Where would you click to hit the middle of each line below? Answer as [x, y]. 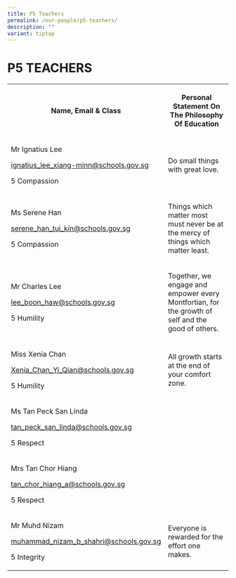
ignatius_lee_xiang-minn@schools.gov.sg [80, 165]
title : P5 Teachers [36, 14]
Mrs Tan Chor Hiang [44, 468]
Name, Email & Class [86, 111]
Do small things [194, 161]
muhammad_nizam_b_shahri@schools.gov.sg [86, 541]
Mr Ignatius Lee [37, 150]
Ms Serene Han [36, 213]
